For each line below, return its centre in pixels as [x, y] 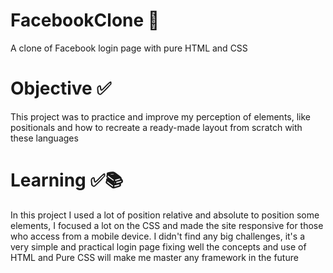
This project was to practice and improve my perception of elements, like [161, 116]
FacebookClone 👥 [85, 20]
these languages [44, 138]
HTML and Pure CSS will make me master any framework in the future [154, 257]
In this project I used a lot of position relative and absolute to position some [165, 215]
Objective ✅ [61, 88]
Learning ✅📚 [67, 180]
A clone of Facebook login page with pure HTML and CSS [129, 48]
